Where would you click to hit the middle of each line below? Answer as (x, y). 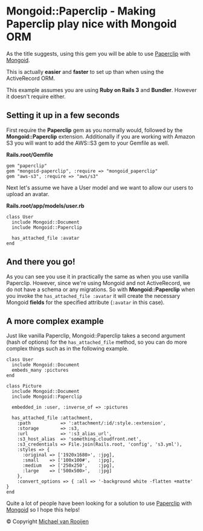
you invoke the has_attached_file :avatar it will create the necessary (93, 295)
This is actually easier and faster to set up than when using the (85, 71)
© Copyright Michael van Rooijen (48, 521)
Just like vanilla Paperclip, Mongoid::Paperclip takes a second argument (96, 336)
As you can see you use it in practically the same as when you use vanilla (98, 276)
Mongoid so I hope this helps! (43, 510)
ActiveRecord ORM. (31, 78)
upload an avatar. (28, 194)
